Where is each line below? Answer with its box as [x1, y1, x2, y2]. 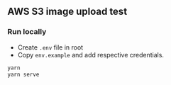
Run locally [7, 27, 47, 37]
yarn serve [7, 71, 40, 78]
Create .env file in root [17, 42, 84, 52]
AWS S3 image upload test [7, 6, 128, 18]
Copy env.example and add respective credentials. [17, 50, 165, 59]
